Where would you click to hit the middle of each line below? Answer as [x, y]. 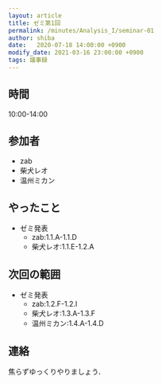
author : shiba [32, 38]
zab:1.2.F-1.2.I [54, 304]
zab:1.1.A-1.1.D [54, 237]
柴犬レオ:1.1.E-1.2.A [63, 247]
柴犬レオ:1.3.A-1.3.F [63, 313]
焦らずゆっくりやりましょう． [57, 371]
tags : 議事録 [28, 61]
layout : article [35, 16]
